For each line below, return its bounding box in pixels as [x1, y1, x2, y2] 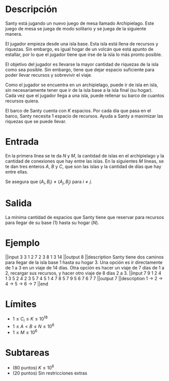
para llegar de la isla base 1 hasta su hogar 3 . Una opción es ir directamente [5, 259, 163, 265]
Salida [5, 197, 32, 209]
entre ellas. [5, 169, 29, 175]
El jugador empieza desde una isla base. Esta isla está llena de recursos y [5, 40, 158, 46]
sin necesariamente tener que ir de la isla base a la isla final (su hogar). [5, 87, 153, 93]
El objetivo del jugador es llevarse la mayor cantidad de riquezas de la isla [5, 61, 159, 67]
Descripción [5, 4, 58, 15]
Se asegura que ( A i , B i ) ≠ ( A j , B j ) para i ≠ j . [5, 178, 92, 186]
